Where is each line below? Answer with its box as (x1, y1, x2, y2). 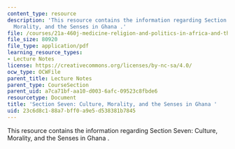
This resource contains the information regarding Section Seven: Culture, (7, 126, 218, 134)
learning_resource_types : (7, 49, 83, 56)
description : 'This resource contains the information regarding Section (7, 17, 227, 24)
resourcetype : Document (7, 95, 77, 102)
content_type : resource (7, 10, 77, 17)
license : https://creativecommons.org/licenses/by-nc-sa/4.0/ (7, 62, 192, 69)
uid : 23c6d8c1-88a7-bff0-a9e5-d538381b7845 (7, 107, 136, 114)
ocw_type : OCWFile (7, 68, 61, 75)
